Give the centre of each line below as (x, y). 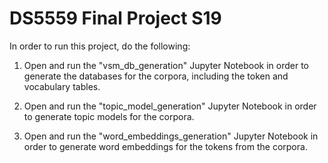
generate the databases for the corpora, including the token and (156, 76)
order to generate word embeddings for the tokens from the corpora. (165, 146)
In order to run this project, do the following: (100, 46)
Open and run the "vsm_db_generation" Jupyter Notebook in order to (166, 65)
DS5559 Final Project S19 (115, 18)
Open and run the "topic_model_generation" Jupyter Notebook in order (170, 106)
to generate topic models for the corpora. (109, 116)
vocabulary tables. (62, 86)
